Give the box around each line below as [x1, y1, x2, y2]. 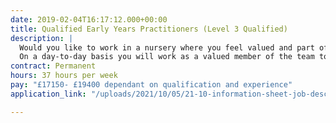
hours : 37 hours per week [10, 71, 118, 81]
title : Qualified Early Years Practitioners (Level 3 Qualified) [10, 24, 288, 34]
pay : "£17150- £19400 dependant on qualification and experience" [10, 80, 293, 90]
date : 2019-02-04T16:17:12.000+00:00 [10, 14, 168, 25]
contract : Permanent [10, 61, 97, 71]
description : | [10, 33, 74, 43]
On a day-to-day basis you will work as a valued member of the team [19, 52, 315, 62]
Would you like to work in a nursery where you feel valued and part [19, 42, 315, 53]
